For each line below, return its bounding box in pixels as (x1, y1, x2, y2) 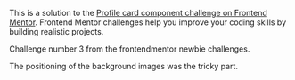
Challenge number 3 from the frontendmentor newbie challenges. (9, 44, 250, 54)
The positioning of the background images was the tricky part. (9, 61, 239, 71)
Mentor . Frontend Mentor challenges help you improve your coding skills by (9, 17, 287, 28)
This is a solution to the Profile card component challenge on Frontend (9, 8, 267, 18)
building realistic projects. (9, 27, 104, 36)
